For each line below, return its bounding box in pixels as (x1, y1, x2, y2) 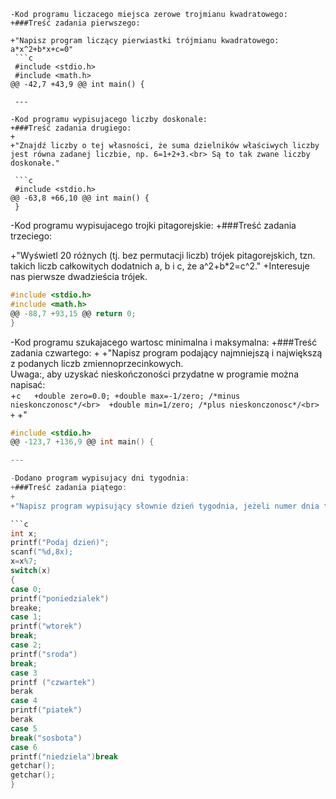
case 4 (10, 696, 38, 706)
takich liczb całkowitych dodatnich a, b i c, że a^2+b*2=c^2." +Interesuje (10, 260, 310, 272)
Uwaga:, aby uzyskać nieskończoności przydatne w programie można (10, 368, 299, 380)
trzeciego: (10, 230, 53, 242)
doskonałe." (10, 158, 60, 168)
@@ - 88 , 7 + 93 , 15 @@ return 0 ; (10, 308, 137, 319)
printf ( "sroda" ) (10, 649, 78, 659)
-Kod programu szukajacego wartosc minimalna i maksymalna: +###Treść (10, 336, 318, 348)
